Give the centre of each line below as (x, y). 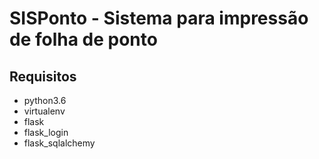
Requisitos (43, 76)
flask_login (46, 132)
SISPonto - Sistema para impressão (159, 18)
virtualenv (44, 111)
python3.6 (45, 100)
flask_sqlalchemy (59, 143)
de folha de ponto (83, 39)
